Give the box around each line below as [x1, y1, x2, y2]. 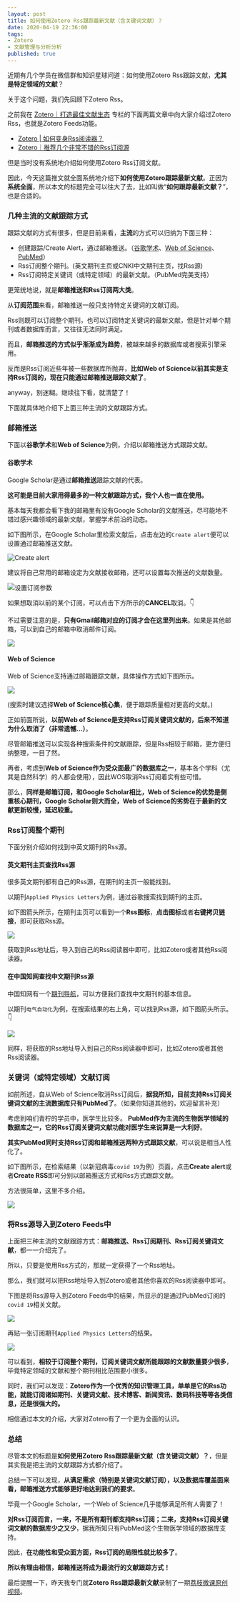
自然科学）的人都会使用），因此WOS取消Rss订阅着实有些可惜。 [19, 772, 206, 781]
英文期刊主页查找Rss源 [7, 860, 75, 868]
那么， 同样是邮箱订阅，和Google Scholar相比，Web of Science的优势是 [7, 787, 221, 796]
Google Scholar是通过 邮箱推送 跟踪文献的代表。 [7, 476, 147, 484]
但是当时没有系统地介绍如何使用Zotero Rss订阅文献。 [7, 158, 164, 166]
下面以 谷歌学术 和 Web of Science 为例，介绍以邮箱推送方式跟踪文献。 [7, 441, 212, 449]
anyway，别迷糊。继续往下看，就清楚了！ [7, 389, 131, 397]
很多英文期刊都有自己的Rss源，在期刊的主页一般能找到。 [7, 878, 175, 886]
